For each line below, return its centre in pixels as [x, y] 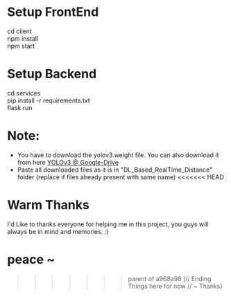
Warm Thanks [49, 205]
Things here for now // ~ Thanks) [176, 286]
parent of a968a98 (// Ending [170, 278]
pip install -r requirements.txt [49, 100]
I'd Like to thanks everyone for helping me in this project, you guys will [108, 224]
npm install [23, 38]
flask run [20, 107]
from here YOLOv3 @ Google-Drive [68, 162]
